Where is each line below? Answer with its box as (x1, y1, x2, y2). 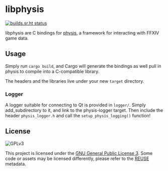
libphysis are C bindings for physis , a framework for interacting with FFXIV (5, 30, 159, 36)
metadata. (5, 160, 26, 166)
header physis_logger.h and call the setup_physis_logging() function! (5, 113, 151, 119)
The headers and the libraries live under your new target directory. (5, 78, 144, 84)
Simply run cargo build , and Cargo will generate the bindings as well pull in (5, 63, 161, 69)
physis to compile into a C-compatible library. (5, 68, 100, 74)
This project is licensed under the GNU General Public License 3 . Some (5, 150, 153, 156)
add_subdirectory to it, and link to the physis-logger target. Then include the (5, 107, 163, 113)
